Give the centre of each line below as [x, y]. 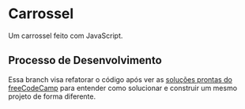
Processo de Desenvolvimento [85, 60]
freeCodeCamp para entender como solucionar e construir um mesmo [123, 88]
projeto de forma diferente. [52, 96]
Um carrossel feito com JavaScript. [66, 36]
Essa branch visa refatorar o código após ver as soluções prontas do [121, 79]
